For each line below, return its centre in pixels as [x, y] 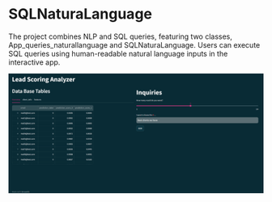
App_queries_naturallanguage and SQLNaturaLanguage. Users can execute [134, 44]
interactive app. [34, 62]
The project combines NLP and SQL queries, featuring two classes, [121, 36]
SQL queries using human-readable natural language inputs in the [118, 53]
